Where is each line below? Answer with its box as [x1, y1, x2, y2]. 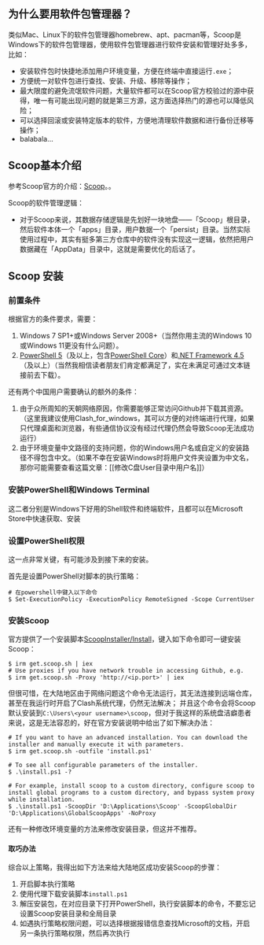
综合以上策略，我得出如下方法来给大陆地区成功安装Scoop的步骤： [8, 862, 222, 872]
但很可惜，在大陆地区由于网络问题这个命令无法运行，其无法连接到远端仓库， [8, 688, 256, 698]
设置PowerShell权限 [8, 535, 85, 546]
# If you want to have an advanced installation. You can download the [8, 734, 247, 742]
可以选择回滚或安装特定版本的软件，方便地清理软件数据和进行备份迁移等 [19, 115, 254, 124]
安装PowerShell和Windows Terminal [8, 485, 150, 496]
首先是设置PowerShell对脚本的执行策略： [8, 571, 141, 581]
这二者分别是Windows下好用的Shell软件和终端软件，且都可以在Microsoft [8, 504, 244, 513]
